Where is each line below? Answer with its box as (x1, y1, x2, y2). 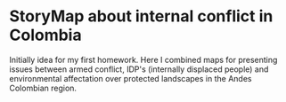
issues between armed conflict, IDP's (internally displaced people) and (9, 64, 269, 75)
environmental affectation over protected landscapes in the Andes (9, 73, 252, 83)
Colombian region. (9, 82, 78, 93)
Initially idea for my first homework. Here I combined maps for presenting (9, 54, 278, 65)
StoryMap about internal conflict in (9, 6, 274, 27)
